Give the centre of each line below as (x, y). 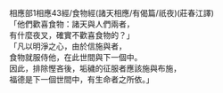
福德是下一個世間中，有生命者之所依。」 (82, 79)
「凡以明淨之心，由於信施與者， (68, 46)
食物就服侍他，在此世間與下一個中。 (76, 57)
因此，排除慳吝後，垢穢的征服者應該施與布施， (95, 68)
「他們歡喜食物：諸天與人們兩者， (72, 24)
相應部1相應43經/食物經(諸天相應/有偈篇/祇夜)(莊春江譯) (111, 13)
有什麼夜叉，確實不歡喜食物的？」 (72, 35)
